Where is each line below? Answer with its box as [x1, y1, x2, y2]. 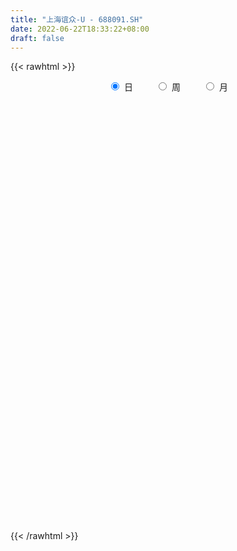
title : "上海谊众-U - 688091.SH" [10, 14, 144, 25]
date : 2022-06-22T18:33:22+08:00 [10, 24, 150, 34]
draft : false [10, 33, 65, 43]
